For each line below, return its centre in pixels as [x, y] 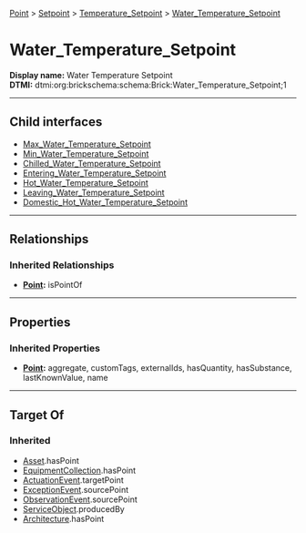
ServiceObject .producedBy [73, 508]
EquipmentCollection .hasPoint [79, 470]
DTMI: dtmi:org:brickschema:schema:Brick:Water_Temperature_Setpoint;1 [148, 85]
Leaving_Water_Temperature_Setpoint [94, 192]
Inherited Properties [55, 348]
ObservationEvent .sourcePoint [80, 499]
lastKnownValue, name [66, 378]
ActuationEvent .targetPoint [73, 480]
